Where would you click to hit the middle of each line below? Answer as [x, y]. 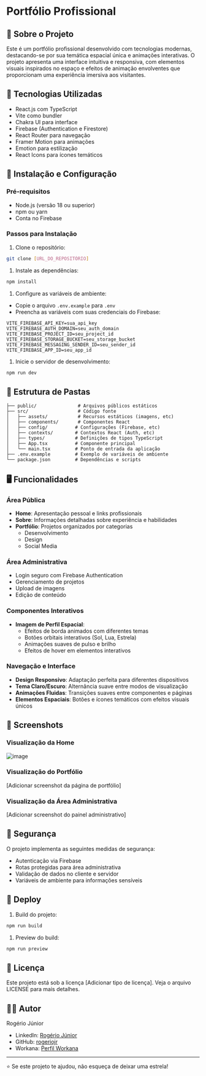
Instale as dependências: [47, 270]
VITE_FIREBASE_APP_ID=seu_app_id [49, 350]
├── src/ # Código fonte [61, 411]
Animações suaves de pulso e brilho [70, 644]
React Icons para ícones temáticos [59, 154]
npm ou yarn [31, 212]
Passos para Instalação [42, 234]
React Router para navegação [53, 135]
